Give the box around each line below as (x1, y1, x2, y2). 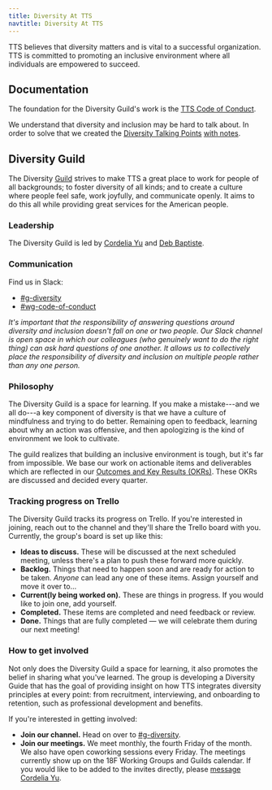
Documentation (8, 82, 89, 96)
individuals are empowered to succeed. (8, 59, 140, 69)
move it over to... (19, 582, 77, 592)
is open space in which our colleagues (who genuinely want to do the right (8, 334, 259, 344)
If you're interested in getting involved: (8, 714, 138, 723)
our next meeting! (19, 625, 80, 635)
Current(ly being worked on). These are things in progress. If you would (19, 590, 264, 600)
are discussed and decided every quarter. (8, 475, 149, 485)
